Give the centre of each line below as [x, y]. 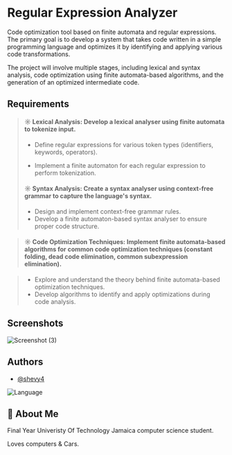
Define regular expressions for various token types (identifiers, [124, 144]
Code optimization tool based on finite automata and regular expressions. [112, 32]
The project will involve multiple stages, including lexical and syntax [104, 67]
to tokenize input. [50, 129]
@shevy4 [31, 379]
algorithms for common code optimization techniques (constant [118, 249]
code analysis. [55, 301]
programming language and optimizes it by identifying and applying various [115, 46]
